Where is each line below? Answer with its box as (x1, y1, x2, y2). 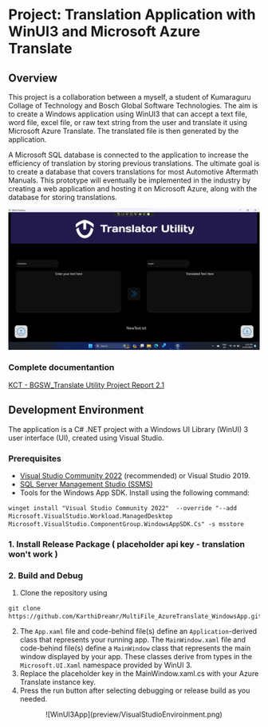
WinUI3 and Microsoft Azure (8, 22, 201, 41)
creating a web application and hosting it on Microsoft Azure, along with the (8, 184, 258, 193)
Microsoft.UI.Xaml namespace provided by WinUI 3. (19, 660, 193, 670)
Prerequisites (8, 453, 61, 464)
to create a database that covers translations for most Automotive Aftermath (8, 167, 259, 176)
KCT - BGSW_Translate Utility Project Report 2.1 (8, 380, 165, 390)
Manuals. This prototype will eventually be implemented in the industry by (8, 175, 251, 185)
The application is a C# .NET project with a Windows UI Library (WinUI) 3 (8, 424, 249, 434)
